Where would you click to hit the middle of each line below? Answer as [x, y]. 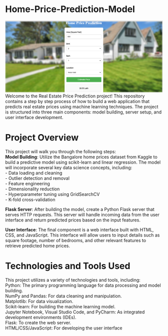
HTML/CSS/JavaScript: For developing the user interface [64, 328]
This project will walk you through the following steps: [61, 151]
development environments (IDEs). [41, 317]
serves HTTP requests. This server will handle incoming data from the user [82, 214]
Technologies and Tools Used [68, 266]
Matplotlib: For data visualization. [39, 301]
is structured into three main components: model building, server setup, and [83, 112]
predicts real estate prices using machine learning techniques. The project [82, 106]
